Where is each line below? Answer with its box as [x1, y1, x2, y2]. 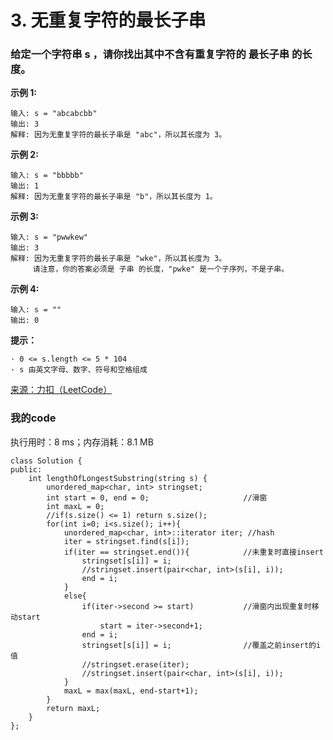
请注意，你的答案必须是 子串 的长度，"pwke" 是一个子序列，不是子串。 [32, 264, 290, 275]
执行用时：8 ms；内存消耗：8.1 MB [10, 436, 154, 448]
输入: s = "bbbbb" [10, 171, 84, 181]
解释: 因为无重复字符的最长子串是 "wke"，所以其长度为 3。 [10, 254, 227, 264]
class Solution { [10, 456, 83, 466]
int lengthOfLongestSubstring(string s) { [28, 473, 208, 483]
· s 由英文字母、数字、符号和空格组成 [10, 365, 148, 375]
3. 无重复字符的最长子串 [10, 9, 207, 32]
